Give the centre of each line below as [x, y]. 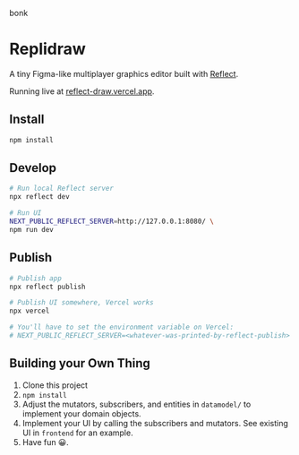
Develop [33, 168]
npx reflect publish [48, 287]
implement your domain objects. [81, 413]
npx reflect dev [39, 197]
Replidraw [48, 49]
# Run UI [26, 213]
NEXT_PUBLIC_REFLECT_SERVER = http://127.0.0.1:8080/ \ [112, 222]
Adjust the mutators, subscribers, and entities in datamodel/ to [137, 404]
